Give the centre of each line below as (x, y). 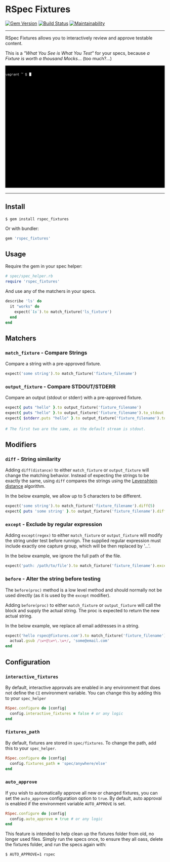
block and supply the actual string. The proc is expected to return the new (82, 610)
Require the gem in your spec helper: (44, 266)
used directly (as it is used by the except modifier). (58, 595)
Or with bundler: (22, 228)
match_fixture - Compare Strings (46, 352)
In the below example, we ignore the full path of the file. (63, 556)
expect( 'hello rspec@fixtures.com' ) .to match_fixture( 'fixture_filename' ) (86, 636)
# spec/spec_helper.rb (29, 276)
